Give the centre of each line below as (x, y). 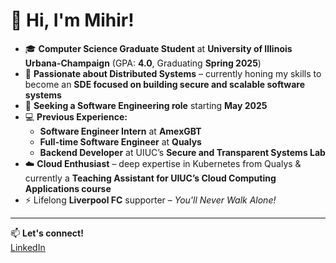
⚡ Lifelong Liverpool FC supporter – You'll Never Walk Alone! (150, 200)
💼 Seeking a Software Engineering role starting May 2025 (146, 105)
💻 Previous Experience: (76, 116)
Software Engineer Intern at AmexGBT (120, 131)
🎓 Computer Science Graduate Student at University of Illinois (158, 48)
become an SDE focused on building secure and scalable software (165, 84)
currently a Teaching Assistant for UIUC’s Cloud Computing (150, 178)
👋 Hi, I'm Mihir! (72, 20)
